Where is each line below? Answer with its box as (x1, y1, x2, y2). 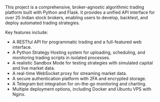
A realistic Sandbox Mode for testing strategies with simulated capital (12, 60, 153, 66)
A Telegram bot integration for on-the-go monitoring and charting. (12, 81, 147, 87)
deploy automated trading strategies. (5, 20, 80, 26)
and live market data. (12, 65, 55, 71)
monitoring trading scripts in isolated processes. (12, 55, 111, 61)
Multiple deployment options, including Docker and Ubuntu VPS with (12, 86, 152, 92)
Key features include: (5, 30, 48, 35)
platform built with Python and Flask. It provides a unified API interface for (5, 9, 155, 15)
